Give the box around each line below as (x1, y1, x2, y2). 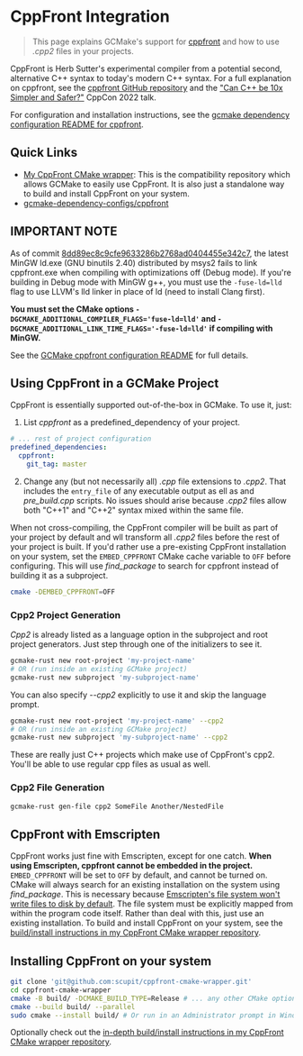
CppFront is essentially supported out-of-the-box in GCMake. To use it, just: (10, 399, 292, 411)
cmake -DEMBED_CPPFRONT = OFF (10, 587, 116, 596)
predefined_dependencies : (10, 443, 107, 452)
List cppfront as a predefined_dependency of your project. (22, 417, 241, 428)
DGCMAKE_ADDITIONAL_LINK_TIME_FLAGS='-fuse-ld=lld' (10, 324, 208, 333)
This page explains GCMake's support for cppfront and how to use (31, 36, 280, 47)
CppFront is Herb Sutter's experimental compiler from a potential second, (10, 63, 282, 74)
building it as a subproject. (10, 569, 109, 580)
